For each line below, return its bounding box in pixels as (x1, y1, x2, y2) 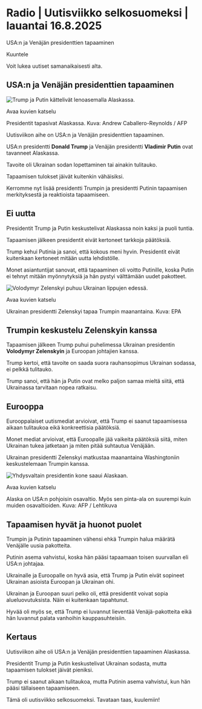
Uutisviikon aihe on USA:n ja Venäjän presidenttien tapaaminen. (6, 131, 165, 139)
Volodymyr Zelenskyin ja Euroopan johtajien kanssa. (6, 348, 139, 355)
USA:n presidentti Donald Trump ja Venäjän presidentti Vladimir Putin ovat (6, 143, 194, 150)
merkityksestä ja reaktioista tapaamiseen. (6, 191, 110, 198)
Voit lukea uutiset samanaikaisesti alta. (6, 62, 103, 70)
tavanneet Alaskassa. (6, 149, 59, 157)
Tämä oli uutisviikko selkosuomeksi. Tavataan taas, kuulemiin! (6, 696, 160, 703)
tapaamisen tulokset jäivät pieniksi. (6, 666, 94, 673)
